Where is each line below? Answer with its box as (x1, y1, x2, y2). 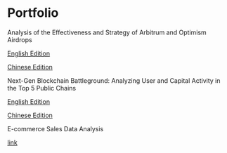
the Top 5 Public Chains (7, 84, 76, 92)
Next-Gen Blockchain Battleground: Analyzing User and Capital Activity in (7, 76, 221, 85)
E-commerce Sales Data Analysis (7, 124, 104, 133)
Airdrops (7, 35, 33, 44)
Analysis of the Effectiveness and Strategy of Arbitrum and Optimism (7, 28, 207, 36)
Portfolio (7, 5, 59, 21)
